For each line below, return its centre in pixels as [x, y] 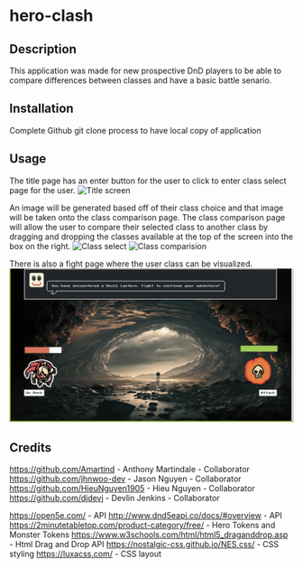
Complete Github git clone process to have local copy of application [135, 130]
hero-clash [51, 16]
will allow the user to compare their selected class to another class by [139, 227]
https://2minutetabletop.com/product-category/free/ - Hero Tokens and [142, 526]
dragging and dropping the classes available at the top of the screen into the [151, 237]
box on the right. [40, 246]
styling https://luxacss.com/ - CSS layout [86, 554]
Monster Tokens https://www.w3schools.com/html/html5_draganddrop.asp [149, 535]
